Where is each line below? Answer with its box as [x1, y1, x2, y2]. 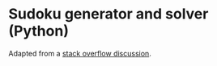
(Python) [8, 22, 69, 40]
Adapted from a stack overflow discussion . [8, 48, 151, 58]
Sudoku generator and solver [8, 5, 209, 23]
